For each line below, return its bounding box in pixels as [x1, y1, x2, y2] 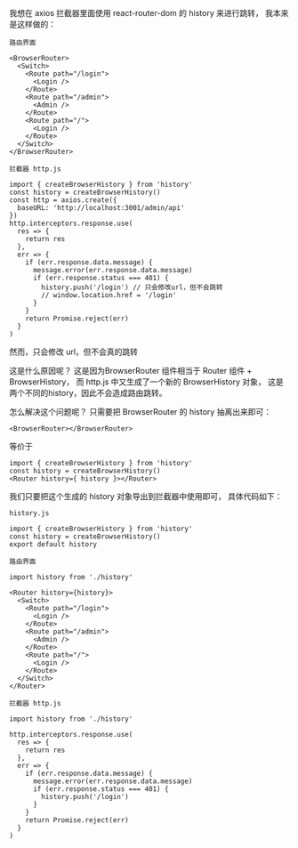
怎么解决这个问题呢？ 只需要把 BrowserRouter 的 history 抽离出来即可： [9, 407, 272, 416]
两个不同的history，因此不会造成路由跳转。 [9, 388, 167, 398]
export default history [9, 540, 98, 549]
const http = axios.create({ [9, 196, 117, 205]
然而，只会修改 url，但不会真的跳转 [9, 346, 139, 357]
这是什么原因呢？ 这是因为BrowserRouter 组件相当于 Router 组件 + [9, 366, 253, 376]
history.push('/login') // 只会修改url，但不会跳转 [41, 283, 223, 292]
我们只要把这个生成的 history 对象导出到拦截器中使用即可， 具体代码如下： [9, 491, 283, 501]
